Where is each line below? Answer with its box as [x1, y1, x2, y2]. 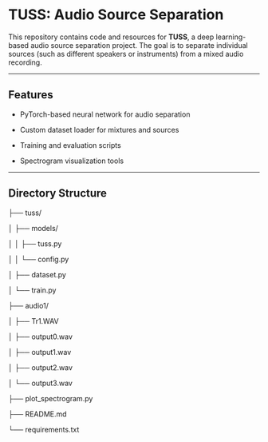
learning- [215, 32, 246, 42]
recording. [8, 58, 42, 67]
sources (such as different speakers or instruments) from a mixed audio [8, 49, 244, 58]
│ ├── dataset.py [8, 269, 66, 279]
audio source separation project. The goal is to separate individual [30, 40, 249, 50]
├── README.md [8, 409, 67, 419]
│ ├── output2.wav [8, 362, 73, 372]
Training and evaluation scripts [19, 140, 121, 149]
